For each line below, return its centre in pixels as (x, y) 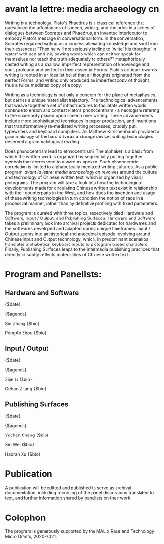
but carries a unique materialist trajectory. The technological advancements (81, 100)
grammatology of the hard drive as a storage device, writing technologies (79, 136)
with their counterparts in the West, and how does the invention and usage (80, 193)
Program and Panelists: (53, 275)
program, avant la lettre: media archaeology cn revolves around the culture (81, 172)
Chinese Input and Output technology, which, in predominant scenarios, (78, 239)
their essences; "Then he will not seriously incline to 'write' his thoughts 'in (81, 49)
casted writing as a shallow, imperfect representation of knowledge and (77, 64)
